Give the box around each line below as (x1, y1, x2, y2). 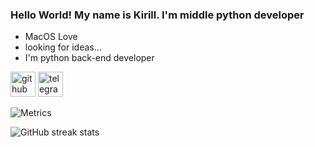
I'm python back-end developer (24, 52, 155, 64)
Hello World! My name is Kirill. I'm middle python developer (10, 8, 305, 22)
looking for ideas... (24, 41, 102, 53)
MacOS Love (24, 31, 78, 43)
